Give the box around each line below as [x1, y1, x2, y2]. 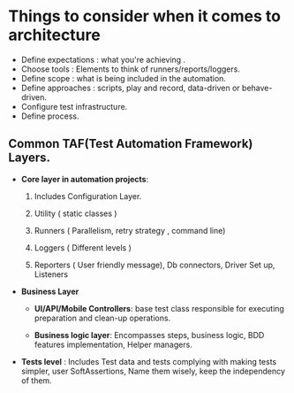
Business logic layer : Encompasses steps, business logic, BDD [34, 329, 265, 340]
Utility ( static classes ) [34, 208, 117, 219]
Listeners [34, 268, 68, 280]
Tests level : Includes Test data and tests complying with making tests [20, 356, 277, 366]
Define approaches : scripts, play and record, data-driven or [20, 82, 240, 93]
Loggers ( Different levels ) [34, 242, 132, 253]
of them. [20, 374, 52, 386]
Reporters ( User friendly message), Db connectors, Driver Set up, [34, 259, 275, 270]
